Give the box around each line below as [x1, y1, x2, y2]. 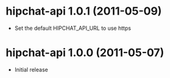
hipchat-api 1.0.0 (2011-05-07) [5, 46, 165, 60]
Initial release [14, 66, 48, 73]
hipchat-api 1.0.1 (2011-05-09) [5, 4, 162, 18]
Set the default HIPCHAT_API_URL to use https [14, 24, 132, 32]
